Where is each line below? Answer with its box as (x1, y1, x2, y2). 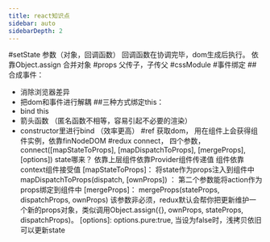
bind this (19, 106, 50, 116)
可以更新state (19, 225, 66, 235)
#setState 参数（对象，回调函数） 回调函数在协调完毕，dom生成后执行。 (8, 50, 250, 60)
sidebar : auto (8, 19, 56, 27)
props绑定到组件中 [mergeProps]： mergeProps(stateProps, (19, 185, 220, 194)
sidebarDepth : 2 (8, 27, 63, 35)
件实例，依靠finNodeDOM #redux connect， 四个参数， (19, 136, 206, 146)
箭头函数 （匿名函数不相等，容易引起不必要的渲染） (19, 116, 192, 126)
